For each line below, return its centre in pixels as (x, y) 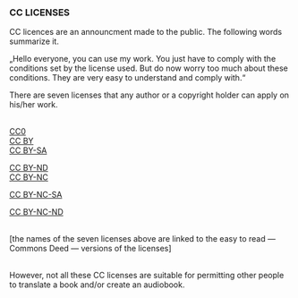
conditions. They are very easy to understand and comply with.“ (128, 78)
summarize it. (34, 41)
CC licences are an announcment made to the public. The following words (146, 32)
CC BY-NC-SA (36, 195)
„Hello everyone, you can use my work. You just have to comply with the (143, 59)
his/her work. (34, 105)
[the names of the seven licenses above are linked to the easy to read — (142, 239)
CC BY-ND (29, 168)
